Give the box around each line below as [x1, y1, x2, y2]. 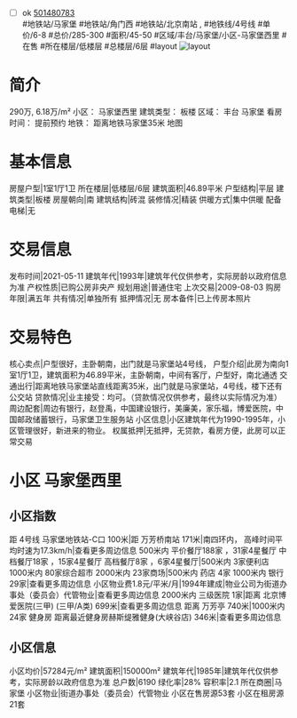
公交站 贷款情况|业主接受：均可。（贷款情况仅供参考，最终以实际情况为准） [9, 391, 282, 403]
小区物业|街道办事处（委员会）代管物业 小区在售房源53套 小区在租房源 [26, 688, 285, 698]
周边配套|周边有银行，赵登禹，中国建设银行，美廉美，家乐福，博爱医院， [9, 403, 277, 413]
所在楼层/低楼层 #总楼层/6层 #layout [44, 41, 177, 52]
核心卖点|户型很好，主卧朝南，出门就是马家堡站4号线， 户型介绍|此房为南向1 [9, 358, 289, 369]
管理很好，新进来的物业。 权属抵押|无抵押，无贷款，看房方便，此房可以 [16, 425, 278, 435]
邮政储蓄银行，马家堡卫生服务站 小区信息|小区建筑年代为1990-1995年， [16, 413, 278, 425]
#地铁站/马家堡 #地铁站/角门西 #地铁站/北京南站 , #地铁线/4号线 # [21, 19, 263, 29]
